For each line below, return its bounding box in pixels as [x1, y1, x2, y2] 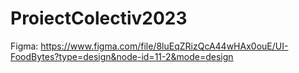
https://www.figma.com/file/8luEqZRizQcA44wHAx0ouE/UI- [40, 40, 289, 52]
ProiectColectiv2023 [10, 7, 188, 30]
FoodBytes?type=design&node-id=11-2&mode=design [10, 50, 234, 62]
